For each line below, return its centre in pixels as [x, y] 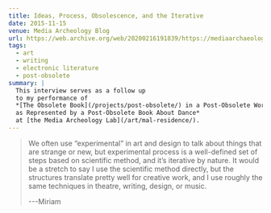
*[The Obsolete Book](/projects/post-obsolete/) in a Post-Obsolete [133, 105]
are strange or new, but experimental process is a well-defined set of [143, 152]
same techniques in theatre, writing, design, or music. [117, 186]
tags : [17, 46]
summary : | [27, 83]
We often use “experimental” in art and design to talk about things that [145, 143]
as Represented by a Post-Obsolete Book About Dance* [108, 113]
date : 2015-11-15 [38, 23]
